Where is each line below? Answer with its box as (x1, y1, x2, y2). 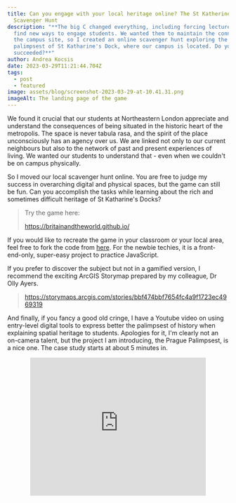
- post (13, 75, 33, 83)
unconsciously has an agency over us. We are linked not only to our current (7, 137, 226, 145)
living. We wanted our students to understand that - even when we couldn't (7, 152, 226, 160)
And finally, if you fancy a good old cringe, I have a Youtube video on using (7, 314, 224, 322)
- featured (13, 82, 46, 89)
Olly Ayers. (7, 279, 39, 288)
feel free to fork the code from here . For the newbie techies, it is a (7, 243, 198, 251)
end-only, (7, 250, 35, 259)
